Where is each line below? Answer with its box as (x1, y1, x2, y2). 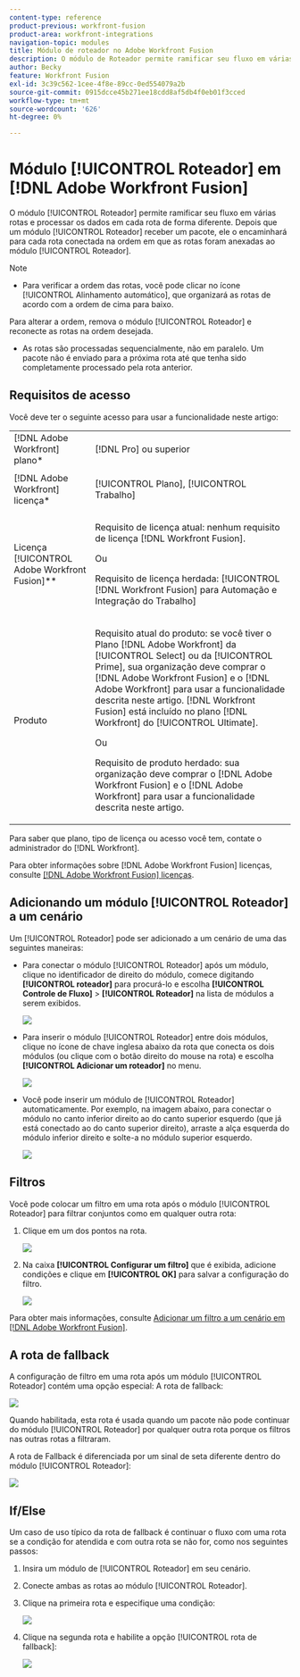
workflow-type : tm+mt (9, 96, 90, 105)
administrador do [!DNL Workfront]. (9, 842, 140, 853)
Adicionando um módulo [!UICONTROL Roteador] (9, 895, 288, 911)
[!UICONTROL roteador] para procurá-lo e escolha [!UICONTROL (21, 979, 265, 989)
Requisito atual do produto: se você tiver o (95, 627, 272, 639)
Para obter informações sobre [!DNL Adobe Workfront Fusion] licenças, (9, 859, 272, 871)
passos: (9, 1546, 38, 1556)
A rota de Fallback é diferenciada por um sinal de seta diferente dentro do (9, 1451, 281, 1462)
